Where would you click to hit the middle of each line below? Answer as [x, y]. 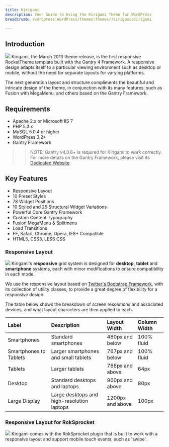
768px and [120, 366]
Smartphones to [27, 351]
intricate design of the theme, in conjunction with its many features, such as [84, 88]
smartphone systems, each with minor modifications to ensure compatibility [84, 269]
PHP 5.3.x [23, 126]
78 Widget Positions [33, 201]
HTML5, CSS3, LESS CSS [39, 239]
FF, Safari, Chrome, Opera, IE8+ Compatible [58, 233]
